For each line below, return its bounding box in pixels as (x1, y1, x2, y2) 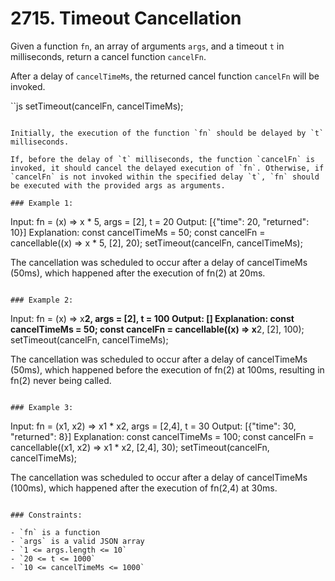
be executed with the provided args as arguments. (10, 180, 226, 191)
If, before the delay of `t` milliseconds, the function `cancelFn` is (10, 154, 315, 164)
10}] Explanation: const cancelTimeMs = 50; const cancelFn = (10, 226, 266, 238)
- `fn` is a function (10, 527, 101, 537)
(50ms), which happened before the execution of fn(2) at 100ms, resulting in (10, 363, 325, 376)
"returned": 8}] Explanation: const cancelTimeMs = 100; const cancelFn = (10, 430, 315, 442)
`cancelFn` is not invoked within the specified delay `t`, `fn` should (10, 172, 320, 182)
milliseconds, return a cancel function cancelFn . (10, 50, 207, 62)
